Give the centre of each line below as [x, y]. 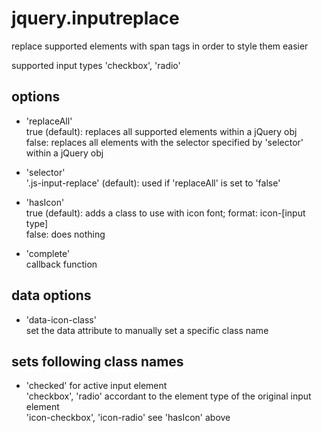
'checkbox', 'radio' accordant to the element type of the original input [168, 396]
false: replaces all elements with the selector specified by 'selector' [164, 142]
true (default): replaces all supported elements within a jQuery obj [161, 131]
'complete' [48, 253]
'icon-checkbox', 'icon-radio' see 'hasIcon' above [128, 418]
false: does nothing [65, 234]
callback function [61, 264]
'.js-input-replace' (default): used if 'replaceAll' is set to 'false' [153, 183]
